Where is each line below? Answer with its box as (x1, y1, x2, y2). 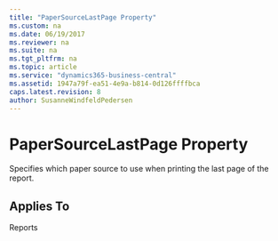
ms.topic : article (9, 63, 77, 72)
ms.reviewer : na (9, 37, 69, 47)
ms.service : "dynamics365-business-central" (9, 71, 177, 80)
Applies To (9, 198, 70, 213)
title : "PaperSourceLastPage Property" (9, 12, 157, 22)
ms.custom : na (9, 21, 62, 30)
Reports (9, 222, 38, 233)
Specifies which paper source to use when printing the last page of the (9, 164, 269, 174)
